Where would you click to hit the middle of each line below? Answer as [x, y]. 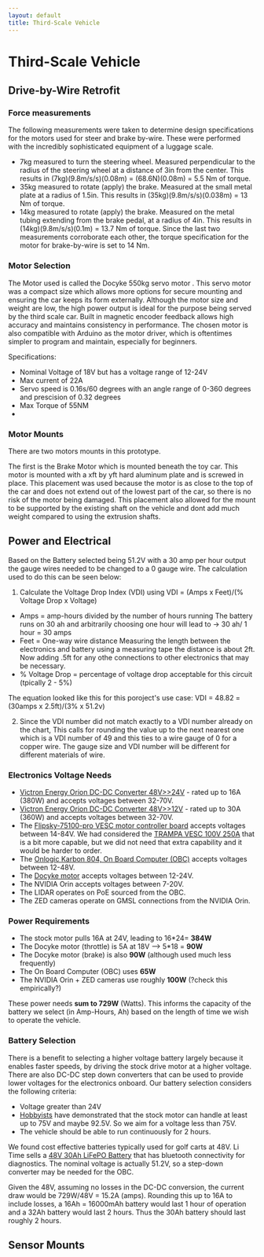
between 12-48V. [47, 867]
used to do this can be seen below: [65, 577]
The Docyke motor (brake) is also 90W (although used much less [125, 955]
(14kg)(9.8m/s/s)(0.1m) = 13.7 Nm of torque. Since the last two [120, 229]
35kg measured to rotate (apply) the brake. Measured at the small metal [136, 187]
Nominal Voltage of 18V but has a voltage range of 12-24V [114, 372]
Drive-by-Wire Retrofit [64, 91]
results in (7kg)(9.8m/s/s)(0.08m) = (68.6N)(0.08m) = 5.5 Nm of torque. [135, 178]
